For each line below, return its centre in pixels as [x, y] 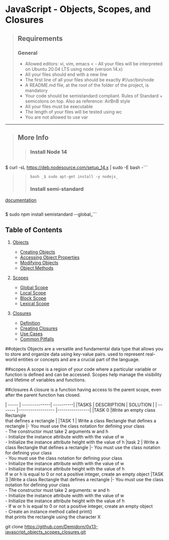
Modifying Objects [39, 262]
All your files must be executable [59, 106]
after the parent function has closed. [43, 395]
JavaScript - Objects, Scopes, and [78, 9]
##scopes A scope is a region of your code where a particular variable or [81, 369]
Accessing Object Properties [50, 257]
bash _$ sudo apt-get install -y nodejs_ [74, 176]
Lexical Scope [34, 303]
